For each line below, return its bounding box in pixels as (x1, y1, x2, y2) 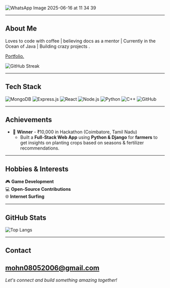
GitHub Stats (5, 213, 47, 222)
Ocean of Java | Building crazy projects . (5, 43, 90, 49)
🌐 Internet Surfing (5, 193, 45, 199)
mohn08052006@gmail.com (5, 264, 100, 272)
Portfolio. (5, 53, 24, 59)
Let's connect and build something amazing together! (5, 277, 117, 283)
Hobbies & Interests (5, 164, 69, 173)
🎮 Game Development (5, 179, 54, 185)
